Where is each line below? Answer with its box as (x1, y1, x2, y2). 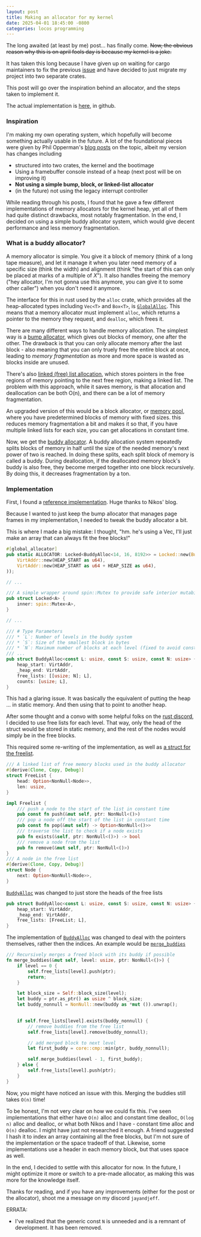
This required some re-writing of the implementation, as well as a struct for (6, 744, 191, 751)
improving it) (14, 174, 47, 182)
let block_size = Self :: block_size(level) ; (17, 990, 127, 997)
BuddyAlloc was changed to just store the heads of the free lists (6, 889, 163, 896)
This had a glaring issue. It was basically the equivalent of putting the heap (6, 695, 191, 702)
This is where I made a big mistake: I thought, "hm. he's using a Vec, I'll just (6, 528, 193, 535)
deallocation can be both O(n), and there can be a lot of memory (6, 389, 166, 396)
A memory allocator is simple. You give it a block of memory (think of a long (6, 252, 193, 260)
